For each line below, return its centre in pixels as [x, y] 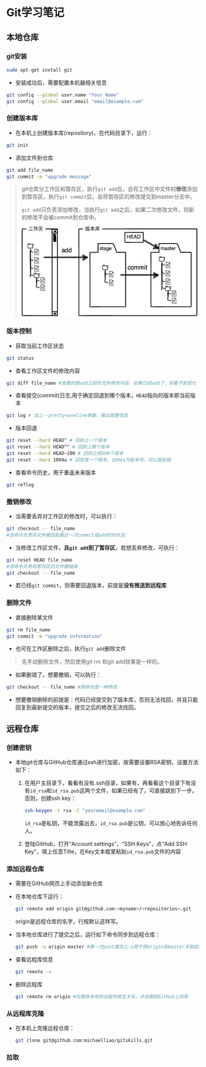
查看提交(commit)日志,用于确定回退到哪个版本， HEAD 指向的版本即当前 [103, 395]
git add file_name [30, 170]
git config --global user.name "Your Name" [63, 95]
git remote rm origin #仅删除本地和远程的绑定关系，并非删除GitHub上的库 [101, 996]
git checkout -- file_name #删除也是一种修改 [62, 687]
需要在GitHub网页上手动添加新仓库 [59, 883]
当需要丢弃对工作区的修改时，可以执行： [66, 516]
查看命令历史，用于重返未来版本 [55, 472]
